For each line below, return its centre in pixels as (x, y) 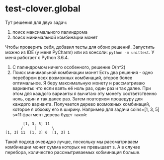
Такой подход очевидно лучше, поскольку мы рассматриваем (72, 142)
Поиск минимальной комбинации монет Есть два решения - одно (82, 72)
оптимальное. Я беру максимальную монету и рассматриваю (79, 83)
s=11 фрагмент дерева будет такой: (50, 114)
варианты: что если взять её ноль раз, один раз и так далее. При (82, 88)
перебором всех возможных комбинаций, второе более (72, 78)
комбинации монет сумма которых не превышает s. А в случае (73, 147)
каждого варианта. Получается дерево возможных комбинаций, (81, 104)
